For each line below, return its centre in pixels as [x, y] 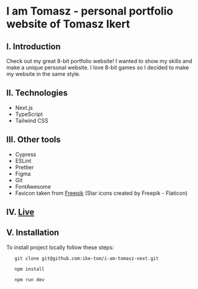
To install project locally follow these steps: [60, 247]
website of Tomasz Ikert [68, 24]
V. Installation [33, 233]
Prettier [24, 167]
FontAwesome [33, 186]
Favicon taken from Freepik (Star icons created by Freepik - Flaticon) [101, 193]
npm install [29, 269]
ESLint [23, 161]
